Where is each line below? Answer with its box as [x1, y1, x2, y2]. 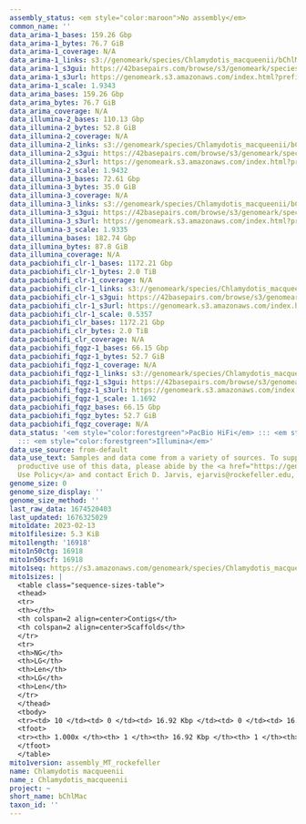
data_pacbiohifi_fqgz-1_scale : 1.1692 [9, 394, 157, 403]
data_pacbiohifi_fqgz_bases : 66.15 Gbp [9, 402, 161, 412]
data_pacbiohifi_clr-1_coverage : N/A [9, 276, 153, 285]
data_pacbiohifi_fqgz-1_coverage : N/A [9, 361, 157, 370]
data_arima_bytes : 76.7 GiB [9, 97, 117, 107]
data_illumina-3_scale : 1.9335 [9, 225, 128, 234]
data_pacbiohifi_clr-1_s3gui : [9, 292, 125, 301]
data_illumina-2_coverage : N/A [9, 132, 128, 141]
